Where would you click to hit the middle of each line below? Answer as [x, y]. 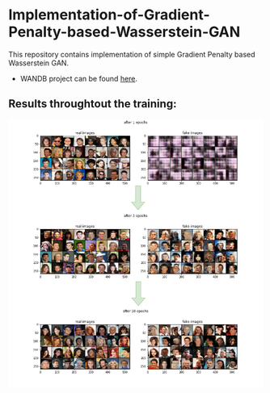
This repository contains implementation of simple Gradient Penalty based [132, 54]
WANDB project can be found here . [79, 78]
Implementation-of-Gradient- [109, 15]
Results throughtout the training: [93, 104]
